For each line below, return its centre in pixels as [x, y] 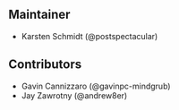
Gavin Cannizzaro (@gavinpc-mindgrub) [96, 86]
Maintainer [39, 15]
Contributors [45, 65]
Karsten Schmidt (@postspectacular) [89, 36]
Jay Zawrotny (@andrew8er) [74, 95]
